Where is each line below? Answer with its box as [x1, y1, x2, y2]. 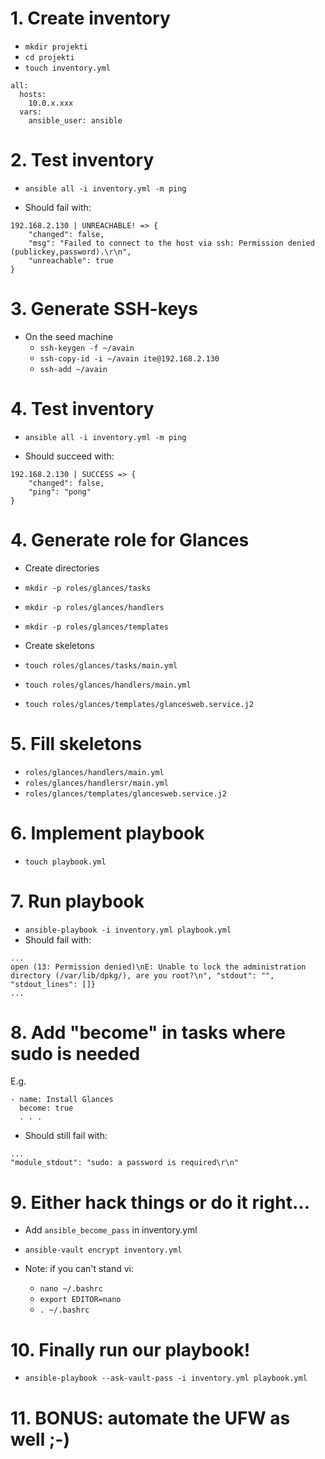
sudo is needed [10, 1042, 141, 1065]
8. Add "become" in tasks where [10, 1021, 286, 1044]
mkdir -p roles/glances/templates [24, 622, 169, 632]
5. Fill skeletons [10, 732, 143, 755]
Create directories [24, 562, 100, 574]
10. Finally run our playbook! [10, 1338, 251, 1361]
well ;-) [10, 1428, 71, 1451]
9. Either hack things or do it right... [10, 1191, 311, 1214]
